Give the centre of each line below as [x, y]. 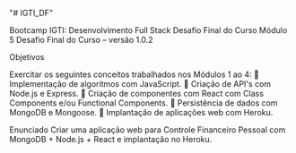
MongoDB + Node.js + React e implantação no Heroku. [111, 139]
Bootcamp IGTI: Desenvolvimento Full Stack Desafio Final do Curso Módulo [148, 30]
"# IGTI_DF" [31, 13]
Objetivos [27, 57]
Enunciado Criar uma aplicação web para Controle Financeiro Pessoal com [148, 130]
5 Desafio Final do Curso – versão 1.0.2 [82, 40]
